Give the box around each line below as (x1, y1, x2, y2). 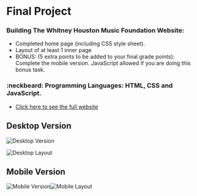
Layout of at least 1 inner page (15, 47, 92, 54)
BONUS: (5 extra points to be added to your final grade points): (15, 53, 175, 61)
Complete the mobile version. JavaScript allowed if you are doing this (15, 59, 191, 67)
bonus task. (15, 66, 45, 73)
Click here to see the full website (15, 103, 98, 110)
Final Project (6, 4, 72, 18)
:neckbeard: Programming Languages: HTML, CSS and (6, 81, 173, 90)
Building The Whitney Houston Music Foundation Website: (6, 26, 185, 35)
